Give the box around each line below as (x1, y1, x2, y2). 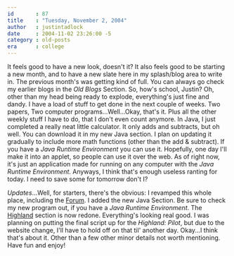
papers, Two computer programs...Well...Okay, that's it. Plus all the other (7, 107, 217, 116)
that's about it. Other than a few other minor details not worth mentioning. (7, 233, 221, 242)
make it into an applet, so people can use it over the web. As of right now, (7, 152, 220, 161)
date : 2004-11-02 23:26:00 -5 (7, 30, 112, 37)
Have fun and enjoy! (7, 241, 65, 249)
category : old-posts (7, 37, 71, 44)
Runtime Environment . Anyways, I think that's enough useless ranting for (7, 167, 218, 176)
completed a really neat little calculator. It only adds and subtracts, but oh (7, 123, 220, 130)
